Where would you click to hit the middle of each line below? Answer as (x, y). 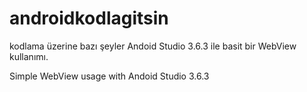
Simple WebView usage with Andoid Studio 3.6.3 (109, 76)
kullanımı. (29, 56)
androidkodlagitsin (89, 18)
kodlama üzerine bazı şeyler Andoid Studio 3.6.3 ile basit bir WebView (153, 46)
